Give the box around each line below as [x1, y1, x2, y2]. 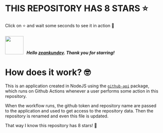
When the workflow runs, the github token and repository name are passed [5, 103, 157, 109]
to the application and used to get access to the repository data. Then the [5, 108, 154, 114]
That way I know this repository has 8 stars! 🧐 [5, 123, 97, 129]
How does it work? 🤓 [5, 67, 91, 77]
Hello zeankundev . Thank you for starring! [26, 50, 115, 56]
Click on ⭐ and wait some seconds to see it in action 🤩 [5, 22, 115, 28]
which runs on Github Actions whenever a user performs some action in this [5, 88, 159, 94]
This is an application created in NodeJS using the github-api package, [5, 83, 149, 89]
